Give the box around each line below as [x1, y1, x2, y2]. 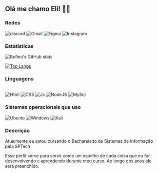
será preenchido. [5, 163, 39, 169]
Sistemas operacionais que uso [5, 104, 81, 111]
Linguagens [5, 75, 34, 82]
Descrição [5, 127, 30, 134]
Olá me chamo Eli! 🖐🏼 [5, 5, 71, 13]
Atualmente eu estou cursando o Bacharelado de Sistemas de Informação [5, 138, 153, 144]
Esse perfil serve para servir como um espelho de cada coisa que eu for [5, 153, 150, 158]
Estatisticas [5, 42, 34, 49]
